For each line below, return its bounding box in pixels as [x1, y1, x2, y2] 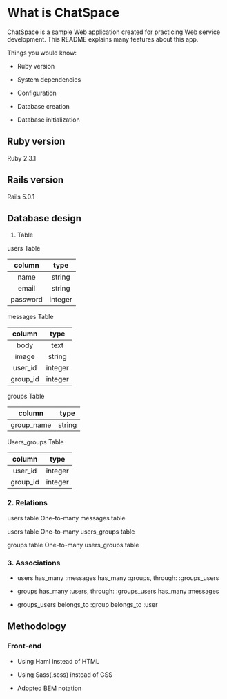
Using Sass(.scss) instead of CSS [17, 670, 112, 679]
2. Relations [7, 498, 48, 508]
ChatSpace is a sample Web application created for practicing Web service [7, 28, 221, 36]
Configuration [17, 89, 57, 97]
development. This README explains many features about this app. [7, 35, 199, 43]
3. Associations [7, 558, 61, 568]
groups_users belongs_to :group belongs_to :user [17, 600, 158, 608]
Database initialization [17, 116, 81, 124]
